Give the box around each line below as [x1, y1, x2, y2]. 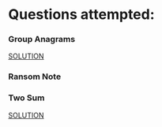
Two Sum [8, 92, 45, 103]
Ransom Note [8, 71, 62, 82]
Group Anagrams [8, 34, 76, 45]
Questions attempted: [8, 6, 156, 24]
